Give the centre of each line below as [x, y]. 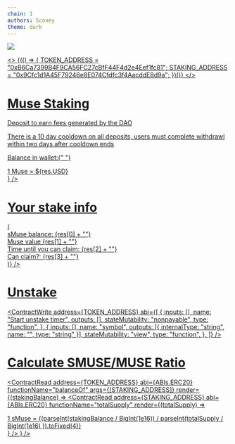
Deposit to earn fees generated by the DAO [70, 123]
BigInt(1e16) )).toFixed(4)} [44, 426]
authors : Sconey [31, 20]
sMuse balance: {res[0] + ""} [49, 234]
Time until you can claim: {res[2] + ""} [62, 249]
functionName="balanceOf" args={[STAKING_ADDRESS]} [91, 390]
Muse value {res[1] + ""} [42, 242]
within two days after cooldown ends [61, 144]
